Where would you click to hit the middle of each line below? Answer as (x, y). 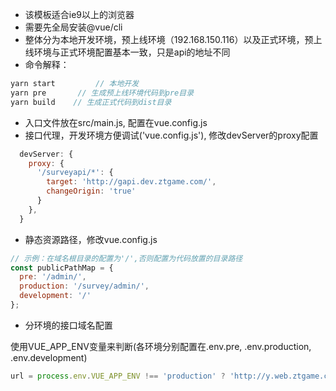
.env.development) (49, 357)
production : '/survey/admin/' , (84, 286)
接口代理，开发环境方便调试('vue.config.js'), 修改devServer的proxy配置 (171, 135)
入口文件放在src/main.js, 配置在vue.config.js (116, 122)
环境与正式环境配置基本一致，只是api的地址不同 (132, 52)
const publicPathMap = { (62, 268)
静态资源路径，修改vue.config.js (91, 239)
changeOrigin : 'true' (91, 191)
